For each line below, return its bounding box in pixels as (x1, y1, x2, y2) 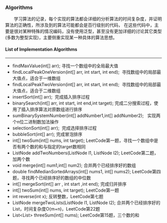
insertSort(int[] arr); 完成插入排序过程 (12, 94, 90, 100)
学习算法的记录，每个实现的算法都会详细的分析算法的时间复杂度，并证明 (13, 16, 162, 22)
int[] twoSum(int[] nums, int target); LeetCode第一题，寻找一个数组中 (12, 137, 154, 143)
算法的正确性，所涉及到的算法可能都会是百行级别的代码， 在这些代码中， (5, 22, 155, 28)
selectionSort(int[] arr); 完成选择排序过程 (12, 125, 97, 131)
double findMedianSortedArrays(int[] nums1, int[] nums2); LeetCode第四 (12, 168, 161, 174)
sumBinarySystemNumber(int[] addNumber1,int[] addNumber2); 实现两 (12, 112, 161, 118)
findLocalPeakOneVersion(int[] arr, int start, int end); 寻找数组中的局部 (12, 69, 157, 75)
